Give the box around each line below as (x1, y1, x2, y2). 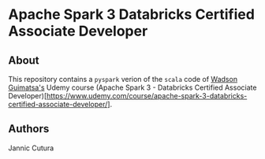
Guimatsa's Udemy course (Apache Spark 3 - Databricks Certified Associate (8, 83, 257, 92)
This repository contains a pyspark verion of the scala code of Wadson (8, 75, 238, 83)
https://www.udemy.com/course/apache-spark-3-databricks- (46, 91, 248, 100)
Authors (8, 122, 50, 135)
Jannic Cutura (8, 143, 54, 153)
